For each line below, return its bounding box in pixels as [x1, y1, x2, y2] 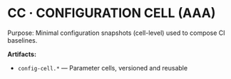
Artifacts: [7, 50, 37, 58]
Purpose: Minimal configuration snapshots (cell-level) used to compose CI [7, 28, 226, 37]
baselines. [7, 36, 38, 44]
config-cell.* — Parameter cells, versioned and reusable [17, 63, 188, 72]
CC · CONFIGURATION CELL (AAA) [7, 5, 216, 21]
